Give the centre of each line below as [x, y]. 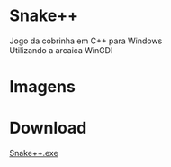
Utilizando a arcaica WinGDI [61, 50]
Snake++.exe [34, 153]
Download [48, 128]
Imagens [43, 87]
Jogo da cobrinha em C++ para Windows [86, 41]
